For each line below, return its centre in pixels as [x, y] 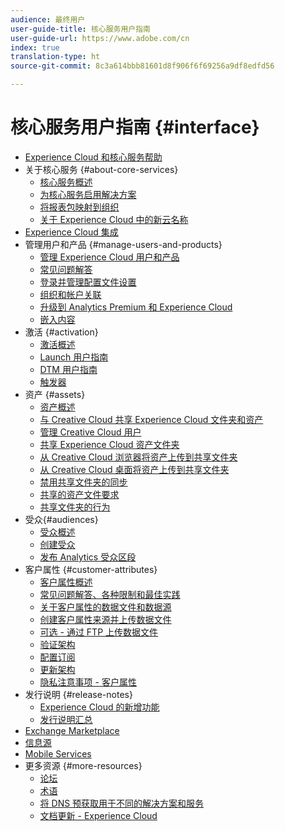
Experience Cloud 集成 [71, 232]
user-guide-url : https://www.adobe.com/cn [100, 38]
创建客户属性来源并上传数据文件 [105, 619]
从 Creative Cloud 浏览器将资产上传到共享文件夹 [138, 457]
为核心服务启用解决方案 [88, 194]
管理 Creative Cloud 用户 [90, 432]
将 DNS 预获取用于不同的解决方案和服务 [122, 803]
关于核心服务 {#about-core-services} [101, 169]
